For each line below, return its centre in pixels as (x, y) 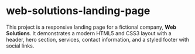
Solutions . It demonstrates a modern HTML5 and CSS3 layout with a (89, 33)
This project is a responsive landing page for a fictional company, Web (91, 27)
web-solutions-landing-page (78, 11)
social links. (20, 46)
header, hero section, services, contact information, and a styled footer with (97, 39)
